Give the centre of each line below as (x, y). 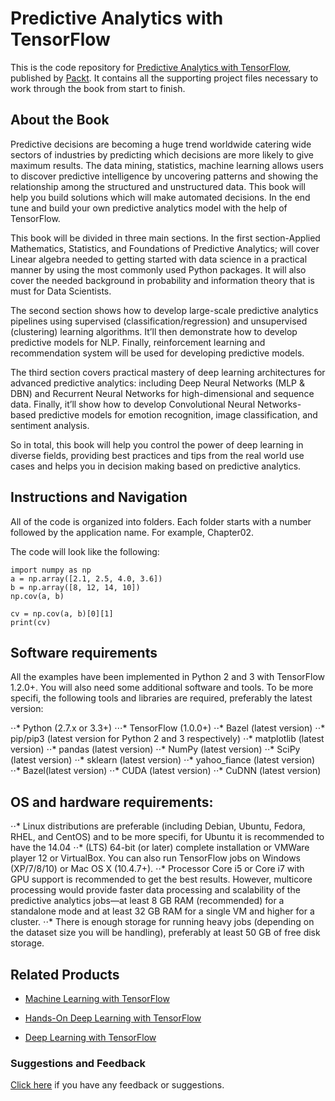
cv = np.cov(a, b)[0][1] (62, 613)
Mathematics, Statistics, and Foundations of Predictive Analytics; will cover (165, 248)
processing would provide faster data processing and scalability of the (155, 890)
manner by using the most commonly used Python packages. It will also (158, 269)
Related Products (65, 974)
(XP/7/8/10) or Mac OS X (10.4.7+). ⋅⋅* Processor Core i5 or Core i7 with (157, 869)
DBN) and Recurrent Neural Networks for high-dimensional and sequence (162, 393)
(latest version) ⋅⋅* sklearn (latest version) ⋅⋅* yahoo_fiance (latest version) (163, 760)
